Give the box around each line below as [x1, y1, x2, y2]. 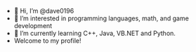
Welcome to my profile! [13, 37, 81, 45]
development [13, 22, 53, 30]
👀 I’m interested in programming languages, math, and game [13, 14, 190, 22]
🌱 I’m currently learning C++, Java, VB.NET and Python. [13, 29, 176, 37]
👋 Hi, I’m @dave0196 [13, 7, 74, 15]
